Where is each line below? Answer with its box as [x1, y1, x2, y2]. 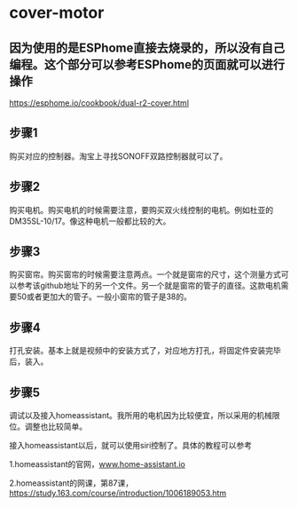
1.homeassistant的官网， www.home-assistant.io [9, 459, 186, 470]
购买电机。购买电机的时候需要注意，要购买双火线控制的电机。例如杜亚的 [9, 204, 273, 215]
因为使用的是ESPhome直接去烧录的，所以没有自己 [9, 40, 286, 55]
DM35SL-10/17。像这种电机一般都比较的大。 [9, 216, 171, 226]
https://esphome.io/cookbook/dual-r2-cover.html [9, 98, 189, 108]
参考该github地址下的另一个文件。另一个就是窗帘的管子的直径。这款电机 [16, 281, 281, 291]
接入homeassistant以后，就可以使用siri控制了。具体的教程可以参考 [9, 440, 253, 451]
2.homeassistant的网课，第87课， [9, 478, 134, 488]
